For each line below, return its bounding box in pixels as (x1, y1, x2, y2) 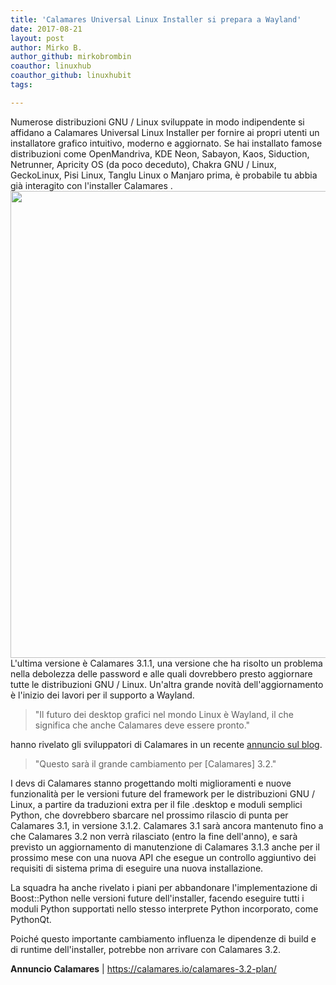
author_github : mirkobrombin (10, 52, 132, 62)
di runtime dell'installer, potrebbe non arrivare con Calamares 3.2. (10, 943, 281, 955)
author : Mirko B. (10, 42, 83, 53)
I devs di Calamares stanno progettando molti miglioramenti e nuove (10, 777, 292, 789)
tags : (10, 80, 33, 90)
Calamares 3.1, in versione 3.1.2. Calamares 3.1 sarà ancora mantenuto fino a (10, 819, 324, 831)
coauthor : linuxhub (10, 61, 92, 71)
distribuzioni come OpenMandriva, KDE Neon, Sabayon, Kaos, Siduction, (10, 147, 310, 160)
